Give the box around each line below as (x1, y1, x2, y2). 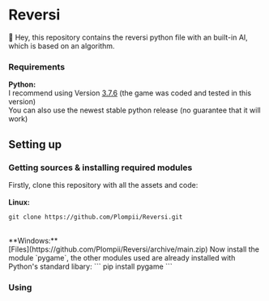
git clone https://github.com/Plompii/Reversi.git (8, 213, 183, 221)
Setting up (8, 138, 62, 151)
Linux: (8, 197, 30, 207)
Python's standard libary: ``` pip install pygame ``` (8, 261, 173, 271)
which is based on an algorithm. (8, 40, 115, 50)
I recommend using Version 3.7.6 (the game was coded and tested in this (8, 88, 252, 98)
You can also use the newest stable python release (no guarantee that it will (8, 105, 261, 115)
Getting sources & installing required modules (8, 162, 193, 173)
